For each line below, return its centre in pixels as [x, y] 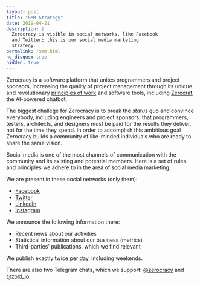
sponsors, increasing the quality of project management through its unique [99, 86]
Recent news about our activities [56, 233]
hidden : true [23, 62]
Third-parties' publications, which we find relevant [78, 246]
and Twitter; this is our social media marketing [75, 40]
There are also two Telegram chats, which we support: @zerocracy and [95, 270]
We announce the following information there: [63, 222]
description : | [25, 29]
